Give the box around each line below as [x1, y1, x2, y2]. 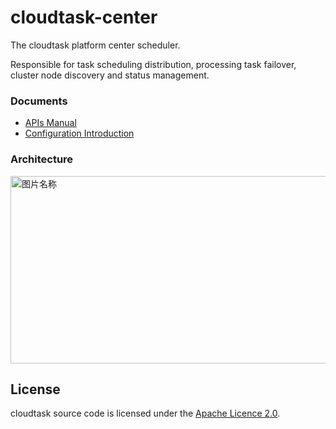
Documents [10, 94, 68, 108]
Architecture [10, 152, 74, 166]
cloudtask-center [10, 6, 158, 29]
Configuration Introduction [24, 127, 135, 140]
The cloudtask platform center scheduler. [10, 39, 181, 51]
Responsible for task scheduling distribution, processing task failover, [10, 58, 297, 70]
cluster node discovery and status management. [10, 69, 210, 81]
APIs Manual [24, 117, 77, 129]
